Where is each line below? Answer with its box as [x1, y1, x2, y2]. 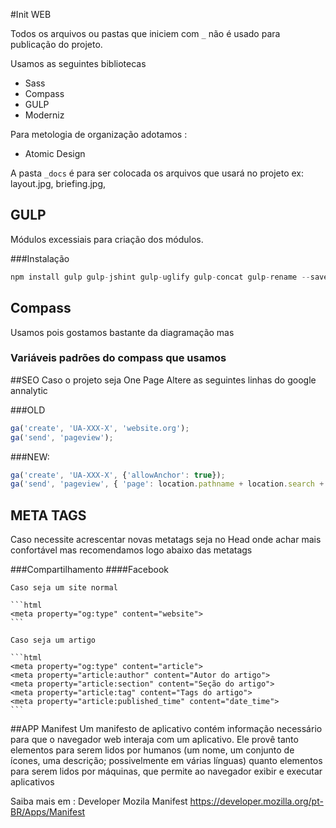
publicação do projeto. [10, 39, 103, 50]
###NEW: [10, 450, 50, 463]
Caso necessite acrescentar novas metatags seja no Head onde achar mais [10, 534, 322, 546]
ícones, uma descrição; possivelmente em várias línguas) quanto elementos [10, 755, 323, 767]
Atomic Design [24, 148, 86, 159]
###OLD [10, 404, 46, 416]
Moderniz [24, 109, 65, 121]
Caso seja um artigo [10, 635, 97, 646]
